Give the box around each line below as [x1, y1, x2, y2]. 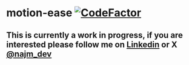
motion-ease [6, 6, 73, 20]
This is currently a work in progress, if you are [6, 30, 184, 40]
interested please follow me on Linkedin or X [6, 39, 177, 49]
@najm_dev [6, 49, 52, 59]
